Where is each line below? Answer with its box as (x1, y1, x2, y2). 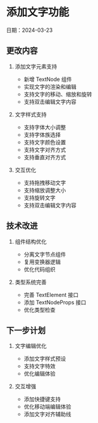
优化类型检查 (23, 306, 56, 313)
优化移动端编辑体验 (23, 403, 72, 410)
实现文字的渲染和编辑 (23, 83, 76, 90)
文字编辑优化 (14, 343, 47, 350)
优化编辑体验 (23, 370, 56, 377)
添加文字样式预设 (23, 355, 66, 362)
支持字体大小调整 (23, 124, 66, 131)
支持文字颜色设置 (23, 139, 66, 146)
